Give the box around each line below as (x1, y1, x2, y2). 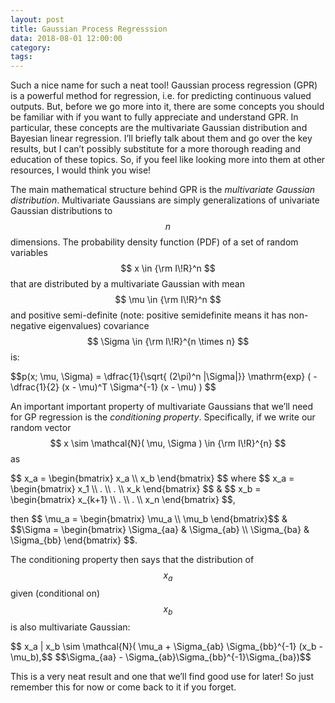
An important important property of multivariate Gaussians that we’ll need (10, 401, 314, 413)
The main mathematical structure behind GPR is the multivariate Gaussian (10, 184, 315, 196)
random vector (10, 422, 72, 434)
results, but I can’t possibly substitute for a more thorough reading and (10, 143, 302, 155)
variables (10, 247, 48, 259)
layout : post (10, 14, 65, 25)
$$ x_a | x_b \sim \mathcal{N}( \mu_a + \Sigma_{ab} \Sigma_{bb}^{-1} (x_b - (10, 640, 324, 652)
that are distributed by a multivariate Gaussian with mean (10, 278, 245, 290)
